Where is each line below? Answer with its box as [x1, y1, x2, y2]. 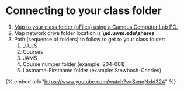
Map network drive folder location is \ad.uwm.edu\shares [13, 29, 155, 36]
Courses [22, 48, 43, 55]
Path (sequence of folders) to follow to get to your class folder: [13, 36, 166, 43]
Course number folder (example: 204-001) [22, 60, 125, 68]
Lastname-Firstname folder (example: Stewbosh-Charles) [22, 66, 162, 73]
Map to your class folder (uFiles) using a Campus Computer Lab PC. [13, 23, 178, 30]
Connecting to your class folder [5, 4, 162, 17]
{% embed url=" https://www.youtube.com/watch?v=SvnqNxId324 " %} [5, 78, 176, 85]
